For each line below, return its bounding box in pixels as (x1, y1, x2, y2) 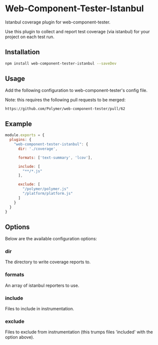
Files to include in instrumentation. (5, 306, 74, 312)
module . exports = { (5, 133, 45, 138)
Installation (5, 48, 40, 56)
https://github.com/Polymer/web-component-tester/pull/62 (5, 106, 125, 112)
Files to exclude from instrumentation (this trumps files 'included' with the (5, 329, 153, 335)
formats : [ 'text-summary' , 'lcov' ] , (18, 155, 93, 160)
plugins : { (9, 138, 32, 142)
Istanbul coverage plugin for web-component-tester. (5, 19, 111, 25)
